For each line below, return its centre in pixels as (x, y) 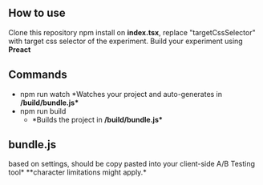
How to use (37, 13)
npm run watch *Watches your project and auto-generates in (121, 94)
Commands (38, 75)
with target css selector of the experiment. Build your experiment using (125, 41)
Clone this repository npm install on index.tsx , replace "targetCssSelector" (132, 32)
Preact (20, 49)
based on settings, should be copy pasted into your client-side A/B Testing (131, 164)
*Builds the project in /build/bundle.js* (97, 119)
